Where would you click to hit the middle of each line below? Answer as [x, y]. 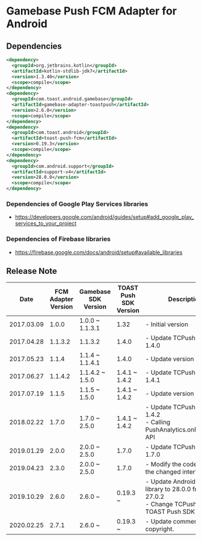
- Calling [158, 422]
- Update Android [170, 481]
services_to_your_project [46, 223]
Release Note [32, 271]
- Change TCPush [171, 504]
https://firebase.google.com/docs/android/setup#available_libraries [99, 252]
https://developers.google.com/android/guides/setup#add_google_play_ [104, 217]
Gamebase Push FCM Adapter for [92, 11]
